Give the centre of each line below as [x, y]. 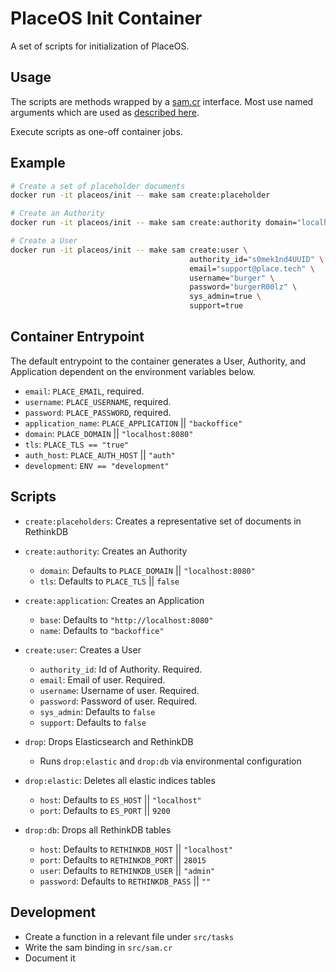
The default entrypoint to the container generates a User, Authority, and [158, 361]
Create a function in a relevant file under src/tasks [129, 936]
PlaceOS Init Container [106, 18]
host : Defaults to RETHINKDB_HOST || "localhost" [136, 849]
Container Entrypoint [77, 337]
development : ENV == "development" [97, 465]
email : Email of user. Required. [102, 679]
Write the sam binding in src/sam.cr [98, 947]
